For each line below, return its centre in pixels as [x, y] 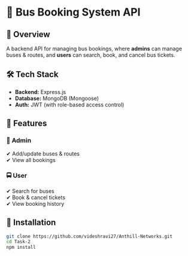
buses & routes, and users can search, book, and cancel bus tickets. [91, 55]
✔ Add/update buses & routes [43, 153]
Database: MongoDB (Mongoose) [57, 98]
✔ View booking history [35, 203]
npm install [21, 248]
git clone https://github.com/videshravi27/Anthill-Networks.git [89, 236]
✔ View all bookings [31, 160]
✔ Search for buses [31, 191]
